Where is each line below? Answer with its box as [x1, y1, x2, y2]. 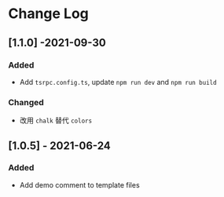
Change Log [8, 5, 89, 23]
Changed [8, 97, 45, 108]
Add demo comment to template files [19, 180, 140, 189]
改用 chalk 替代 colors [19, 115, 93, 126]
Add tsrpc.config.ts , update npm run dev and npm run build [19, 77, 218, 86]
